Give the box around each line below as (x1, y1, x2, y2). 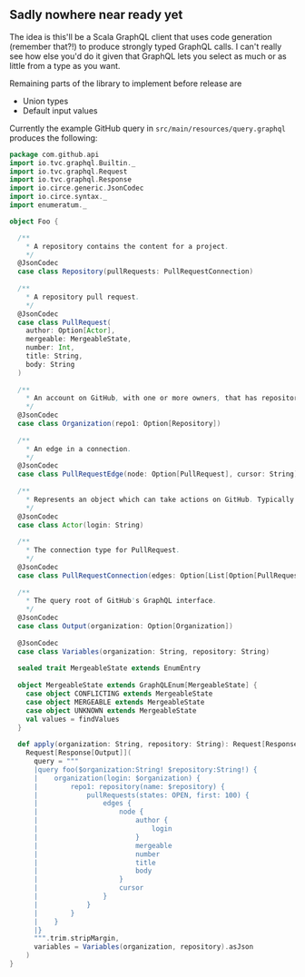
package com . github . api (9, 150, 100, 159)
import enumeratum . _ (9, 201, 88, 210)
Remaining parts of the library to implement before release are (9, 77, 242, 89)
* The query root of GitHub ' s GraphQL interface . (25, 597, 218, 606)
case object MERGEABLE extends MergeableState (25, 697, 205, 706)
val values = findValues (25, 715, 120, 724)
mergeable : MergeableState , (25, 335, 132, 344)
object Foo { (9, 217, 59, 226)
